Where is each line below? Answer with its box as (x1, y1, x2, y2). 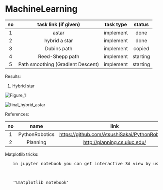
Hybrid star (12, 83, 35, 89)
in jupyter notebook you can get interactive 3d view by (13, 161, 151, 166)
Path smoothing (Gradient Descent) (18, 61, 99, 68)
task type (104, 21, 127, 28)
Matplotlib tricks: (5, 151, 39, 157)
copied (133, 45, 149, 52)
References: (5, 111, 29, 117)
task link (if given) (37, 21, 81, 28)
